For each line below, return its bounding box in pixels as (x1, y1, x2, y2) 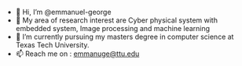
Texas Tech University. (15, 40, 90, 50)
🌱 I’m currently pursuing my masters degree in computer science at (15, 32, 234, 41)
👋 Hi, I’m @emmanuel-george (15, 8, 112, 16)
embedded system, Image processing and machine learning (15, 24, 211, 33)
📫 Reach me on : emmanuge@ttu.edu (15, 49, 140, 58)
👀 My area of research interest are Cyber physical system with (15, 16, 218, 25)
